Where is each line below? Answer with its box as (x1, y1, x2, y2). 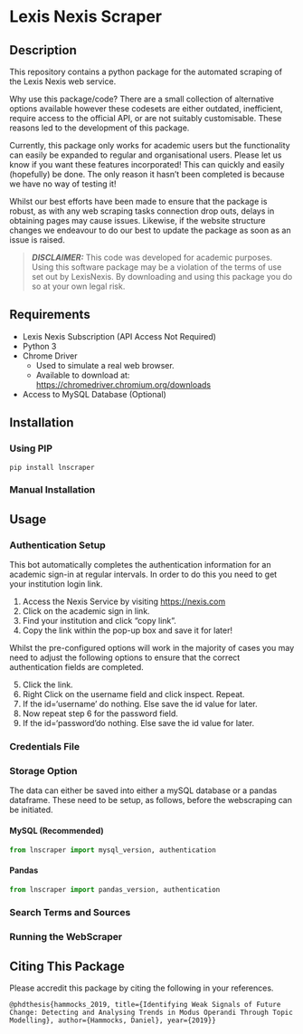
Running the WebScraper (9, 931, 123, 943)
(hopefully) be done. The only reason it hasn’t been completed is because (9, 169, 285, 179)
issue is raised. (9, 235, 65, 245)
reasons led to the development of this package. (9, 122, 190, 133)
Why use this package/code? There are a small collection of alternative (9, 93, 274, 104)
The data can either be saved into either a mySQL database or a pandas (9, 785, 278, 796)
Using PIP (9, 442, 52, 455)
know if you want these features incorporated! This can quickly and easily (9, 159, 285, 169)
